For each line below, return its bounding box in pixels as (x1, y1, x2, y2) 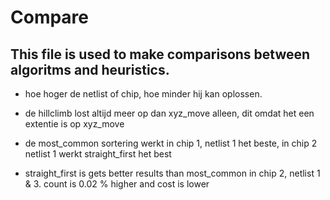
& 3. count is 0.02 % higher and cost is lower (24, 178, 210, 190)
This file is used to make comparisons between (10, 46, 311, 63)
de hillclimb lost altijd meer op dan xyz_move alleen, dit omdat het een (24, 107, 315, 119)
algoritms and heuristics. (10, 61, 170, 78)
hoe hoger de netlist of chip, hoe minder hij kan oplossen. (24, 88, 263, 100)
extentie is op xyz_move (24, 118, 125, 130)
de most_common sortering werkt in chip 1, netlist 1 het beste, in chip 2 (24, 137, 318, 149)
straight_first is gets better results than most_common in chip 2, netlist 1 (24, 167, 321, 179)
